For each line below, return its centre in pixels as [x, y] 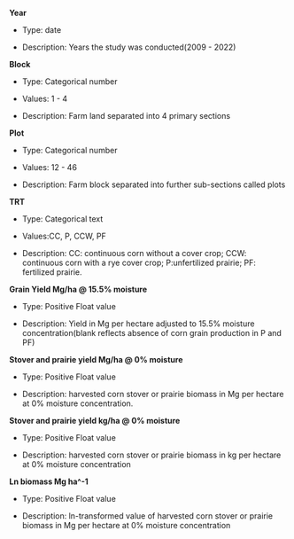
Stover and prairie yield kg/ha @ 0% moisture [95, 421]
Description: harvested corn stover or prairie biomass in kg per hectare [151, 455]
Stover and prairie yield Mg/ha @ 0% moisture [96, 359]
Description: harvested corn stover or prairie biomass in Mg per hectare [153, 394]
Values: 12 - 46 [50, 167]
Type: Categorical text [62, 219]
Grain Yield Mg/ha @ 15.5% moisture [78, 289]
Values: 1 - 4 [45, 98]
